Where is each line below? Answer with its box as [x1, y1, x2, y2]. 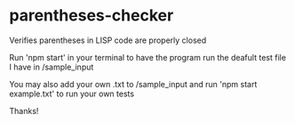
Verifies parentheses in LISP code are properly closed [9, 35, 207, 45]
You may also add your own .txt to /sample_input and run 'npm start [9, 78, 258, 89]
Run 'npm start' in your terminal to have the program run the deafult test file [9, 52, 287, 62]
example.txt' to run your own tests [9, 88, 135, 99]
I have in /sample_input [9, 61, 94, 72]
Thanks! [9, 105, 39, 116]
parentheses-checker [9, 5, 174, 26]
